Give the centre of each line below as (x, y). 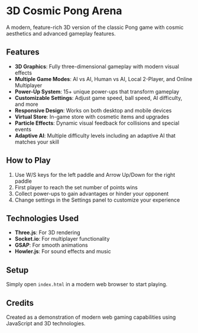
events (23, 129)
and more (26, 104)
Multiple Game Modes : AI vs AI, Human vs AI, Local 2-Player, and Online (103, 79)
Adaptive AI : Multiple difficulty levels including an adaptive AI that (95, 135)
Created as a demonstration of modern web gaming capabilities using (91, 317)
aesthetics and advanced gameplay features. (61, 33)
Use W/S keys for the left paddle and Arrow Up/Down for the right (95, 174)
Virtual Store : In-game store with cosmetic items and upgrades (92, 117)
